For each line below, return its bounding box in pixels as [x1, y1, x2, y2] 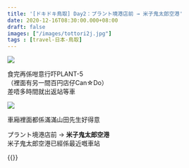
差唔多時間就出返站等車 [7, 87, 75, 96]
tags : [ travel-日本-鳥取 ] [7, 37, 83, 44]
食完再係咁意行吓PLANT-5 [7, 70, 83, 78]
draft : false [7, 23, 46, 30]
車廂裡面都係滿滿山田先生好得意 [7, 115, 100, 124]
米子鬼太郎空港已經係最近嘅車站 [7, 139, 100, 148]
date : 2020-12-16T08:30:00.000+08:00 [7, 17, 118, 24]
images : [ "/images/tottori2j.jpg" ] [7, 30, 112, 37]
